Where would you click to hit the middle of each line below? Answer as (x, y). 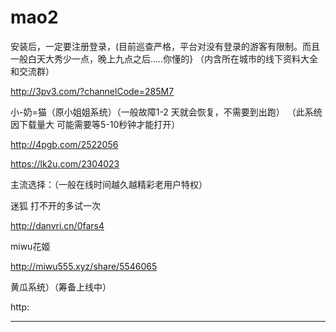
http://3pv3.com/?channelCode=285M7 (92, 91)
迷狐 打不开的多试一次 (55, 205)
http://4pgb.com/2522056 (64, 144)
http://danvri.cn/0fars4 (57, 225)
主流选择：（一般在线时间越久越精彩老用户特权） (109, 184)
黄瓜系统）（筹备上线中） (61, 287)
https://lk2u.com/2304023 (65, 163)
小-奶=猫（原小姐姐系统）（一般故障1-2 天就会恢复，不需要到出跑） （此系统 (166, 112)
